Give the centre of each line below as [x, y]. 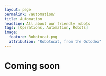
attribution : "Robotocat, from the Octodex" [55, 42]
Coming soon [32, 65]
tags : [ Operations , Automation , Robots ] [47, 28]
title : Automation [23, 19]
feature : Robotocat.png [33, 37]
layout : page [18, 10]
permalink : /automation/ [30, 14]
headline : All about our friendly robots [48, 23]
